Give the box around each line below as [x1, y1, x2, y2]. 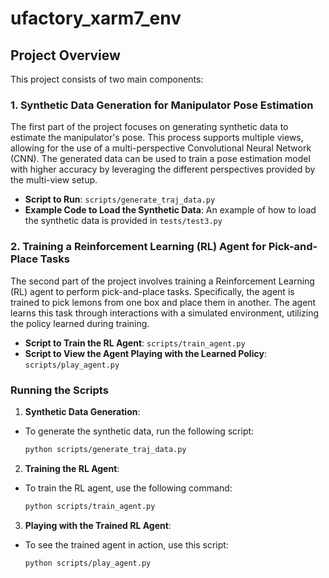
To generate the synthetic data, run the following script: [24, 425, 255, 437]
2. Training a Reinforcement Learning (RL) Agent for [10, 240, 267, 254]
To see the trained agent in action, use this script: [24, 538, 229, 551]
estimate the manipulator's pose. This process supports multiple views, [10, 132, 304, 144]
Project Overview [10, 47, 121, 64]
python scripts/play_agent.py [24, 558, 152, 568]
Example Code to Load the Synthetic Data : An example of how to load [24, 204, 317, 216]
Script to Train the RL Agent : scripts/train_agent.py [24, 337, 246, 349]
